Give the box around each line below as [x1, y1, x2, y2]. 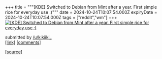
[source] [5, 49, 23, 55]
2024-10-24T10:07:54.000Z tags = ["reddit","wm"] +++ [5, 15, 117, 20]
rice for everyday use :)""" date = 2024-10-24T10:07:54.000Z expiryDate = [5, 9, 158, 15]
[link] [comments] [5, 39, 41, 45]
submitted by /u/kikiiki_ [5, 34, 52, 40]
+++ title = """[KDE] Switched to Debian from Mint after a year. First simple [5, 4, 157, 10]
